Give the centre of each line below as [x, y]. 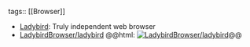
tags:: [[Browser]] [37, 11]
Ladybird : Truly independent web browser [87, 26]
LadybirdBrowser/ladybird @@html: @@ [131, 35]
